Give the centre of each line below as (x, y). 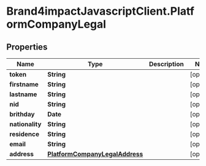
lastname (23, 94)
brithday (22, 114)
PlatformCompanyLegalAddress (95, 154)
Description (166, 64)
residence (25, 134)
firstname (24, 84)
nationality (25, 124)
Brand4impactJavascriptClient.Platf (101, 11)
